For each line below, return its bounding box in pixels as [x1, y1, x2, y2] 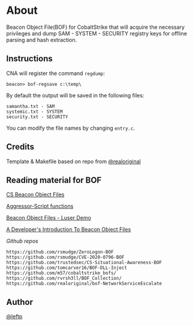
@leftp [6, 313, 23, 320]
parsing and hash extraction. [6, 36, 77, 43]
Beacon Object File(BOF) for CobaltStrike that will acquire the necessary [6, 23, 185, 31]
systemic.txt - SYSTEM [6, 109, 63, 115]
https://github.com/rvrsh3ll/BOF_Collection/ [6, 276, 122, 282]
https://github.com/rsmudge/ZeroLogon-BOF [6, 249, 114, 255]
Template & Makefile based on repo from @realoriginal [6, 157, 141, 165]
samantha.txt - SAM [6, 103, 55, 109]
